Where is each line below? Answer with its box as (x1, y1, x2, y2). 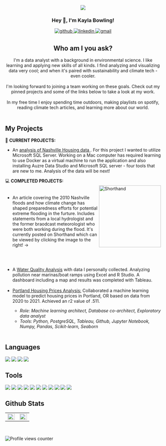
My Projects (5, 124, 43, 133)
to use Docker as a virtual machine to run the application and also (12, 157, 146, 163)
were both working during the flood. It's (12, 226, 93, 232)
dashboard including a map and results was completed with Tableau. (12, 277, 153, 283)
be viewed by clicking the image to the (12, 236, 91, 242)
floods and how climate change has (12, 200, 85, 206)
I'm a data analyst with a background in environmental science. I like (13, 57, 153, 63)
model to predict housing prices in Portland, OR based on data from (12, 292, 150, 299)
